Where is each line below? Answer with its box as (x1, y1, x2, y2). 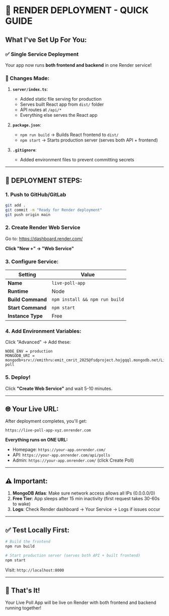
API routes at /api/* (20, 107, 62, 113)
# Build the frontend (5, 539, 51, 544)
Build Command (8, 296, 47, 303)
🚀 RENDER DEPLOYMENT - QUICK (5, 5, 149, 16)
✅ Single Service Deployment (5, 51, 79, 58)
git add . (5, 202, 26, 208)
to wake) (12, 501, 31, 507)
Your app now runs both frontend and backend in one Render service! (5, 62, 152, 68)
